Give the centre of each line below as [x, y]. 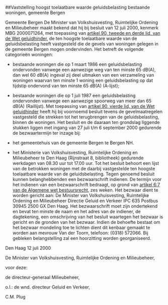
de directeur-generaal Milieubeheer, [43, 277]
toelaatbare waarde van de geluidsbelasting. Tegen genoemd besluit [83, 174]
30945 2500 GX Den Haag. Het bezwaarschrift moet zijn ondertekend [85, 206]
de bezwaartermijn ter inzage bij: [47, 133]
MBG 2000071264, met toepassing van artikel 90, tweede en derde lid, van [83, 33]
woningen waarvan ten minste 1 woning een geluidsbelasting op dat [83, 80]
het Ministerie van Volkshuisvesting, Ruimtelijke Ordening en [75, 152]
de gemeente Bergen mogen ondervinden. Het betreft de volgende [74, 49]
